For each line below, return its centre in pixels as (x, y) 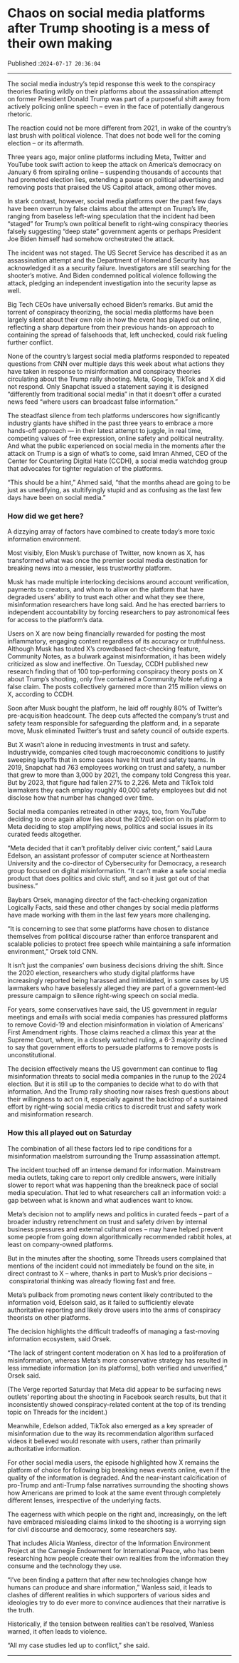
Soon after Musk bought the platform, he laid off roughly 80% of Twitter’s (115, 708)
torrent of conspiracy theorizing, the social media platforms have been (111, 312)
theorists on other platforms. (49, 1317)
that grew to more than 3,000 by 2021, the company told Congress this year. (119, 775)
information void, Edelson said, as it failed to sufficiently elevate (101, 1302)
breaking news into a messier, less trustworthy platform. (90, 568)
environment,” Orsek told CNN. (53, 952)
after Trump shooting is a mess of (109, 28)
